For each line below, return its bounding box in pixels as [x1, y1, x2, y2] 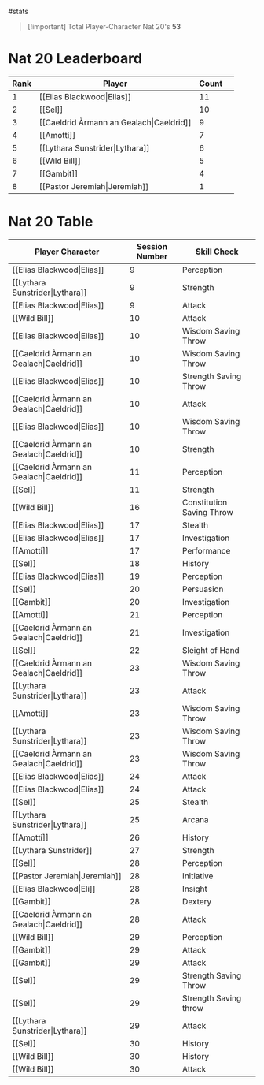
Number [136, 251, 168, 262]
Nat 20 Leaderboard [8, 50, 143, 68]
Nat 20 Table [8, 213, 93, 231]
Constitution [181, 497, 228, 508]
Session [136, 240, 167, 252]
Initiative [181, 871, 214, 882]
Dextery [181, 896, 212, 907]
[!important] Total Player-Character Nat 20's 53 [27, 22, 181, 31]
